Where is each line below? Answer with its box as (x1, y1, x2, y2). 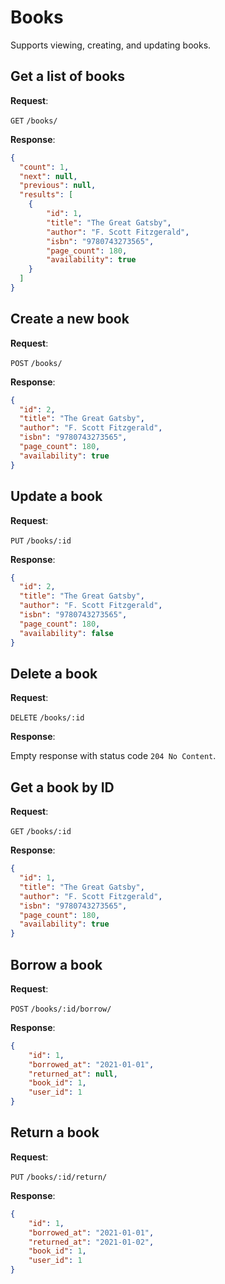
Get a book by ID (10, 779, 115, 796)
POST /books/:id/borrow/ (10, 1004, 112, 1014)
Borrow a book (10, 956, 103, 973)
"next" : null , (19, 171, 78, 181)
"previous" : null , (19, 181, 97, 191)
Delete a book (10, 665, 98, 682)
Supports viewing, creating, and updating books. (10, 39, 212, 51)
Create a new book (10, 311, 130, 328)
